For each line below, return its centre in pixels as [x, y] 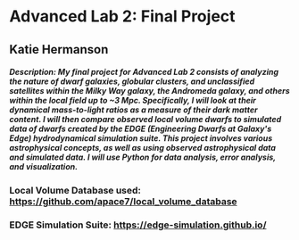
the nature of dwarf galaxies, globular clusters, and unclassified [132, 81]
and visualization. [44, 167]
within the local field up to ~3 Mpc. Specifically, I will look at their [133, 101]
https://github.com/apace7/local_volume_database [124, 201]
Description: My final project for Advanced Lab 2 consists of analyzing [144, 72]
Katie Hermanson [59, 50]
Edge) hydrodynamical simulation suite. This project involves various [141, 138]
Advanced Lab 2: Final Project [122, 17]
